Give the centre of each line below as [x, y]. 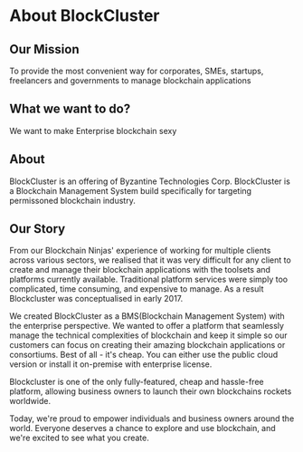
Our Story [38, 229]
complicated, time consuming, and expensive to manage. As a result [137, 289]
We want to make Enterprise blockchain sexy [93, 130]
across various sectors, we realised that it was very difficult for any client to [150, 260]
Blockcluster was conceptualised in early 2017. [96, 299]
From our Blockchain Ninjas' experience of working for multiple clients [140, 251]
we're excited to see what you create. [79, 438]
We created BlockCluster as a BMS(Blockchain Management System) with [147, 316]
